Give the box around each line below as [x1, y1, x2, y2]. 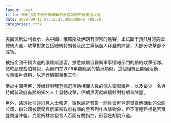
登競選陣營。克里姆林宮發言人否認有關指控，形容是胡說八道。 [5, 112, 135, 119]
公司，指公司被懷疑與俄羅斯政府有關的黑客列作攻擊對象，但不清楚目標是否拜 [5, 106, 166, 112]
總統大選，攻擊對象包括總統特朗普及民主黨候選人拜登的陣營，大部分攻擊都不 [5, 43, 166, 49]
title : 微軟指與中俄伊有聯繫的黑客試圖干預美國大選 [5, 12, 101, 17]
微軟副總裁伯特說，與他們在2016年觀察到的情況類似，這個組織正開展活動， [5, 66, 163, 72]
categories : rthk [5, 21, 42, 27]
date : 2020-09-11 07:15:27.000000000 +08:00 [5, 17, 101, 22]
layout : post [5, 7, 33, 13]
